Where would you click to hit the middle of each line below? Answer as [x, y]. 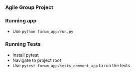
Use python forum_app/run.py [43, 32]
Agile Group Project [29, 7]
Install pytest [25, 55]
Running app [21, 20]
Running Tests [23, 44]
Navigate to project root [37, 60]
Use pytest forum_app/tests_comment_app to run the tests [71, 65]
